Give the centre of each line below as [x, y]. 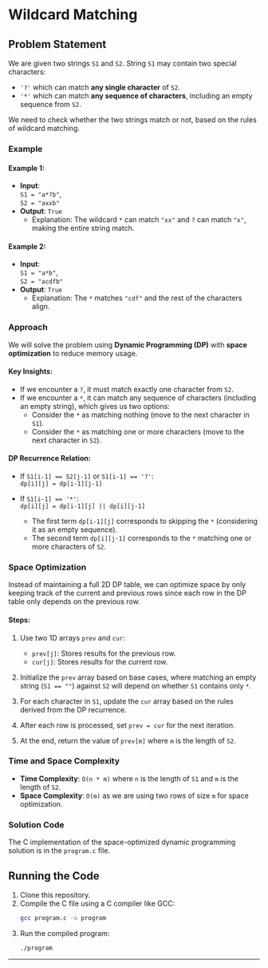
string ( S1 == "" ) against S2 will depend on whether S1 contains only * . [136, 685]
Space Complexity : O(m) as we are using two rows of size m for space [134, 795]
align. [41, 307]
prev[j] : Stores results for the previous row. [104, 653]
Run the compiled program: [65, 933]
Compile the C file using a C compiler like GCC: [97, 903]
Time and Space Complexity [64, 761]
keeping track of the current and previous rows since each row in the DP [128, 593]
